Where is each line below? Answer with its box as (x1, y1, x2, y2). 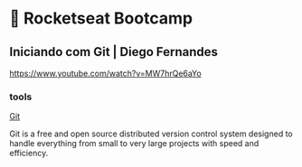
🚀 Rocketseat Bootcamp (9, 8, 193, 29)
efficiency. (9, 148, 49, 159)
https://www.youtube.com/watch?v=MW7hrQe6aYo (9, 68, 202, 79)
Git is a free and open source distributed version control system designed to (9, 128, 293, 139)
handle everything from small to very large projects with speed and (9, 138, 260, 149)
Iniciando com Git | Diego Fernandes (9, 44, 219, 60)
